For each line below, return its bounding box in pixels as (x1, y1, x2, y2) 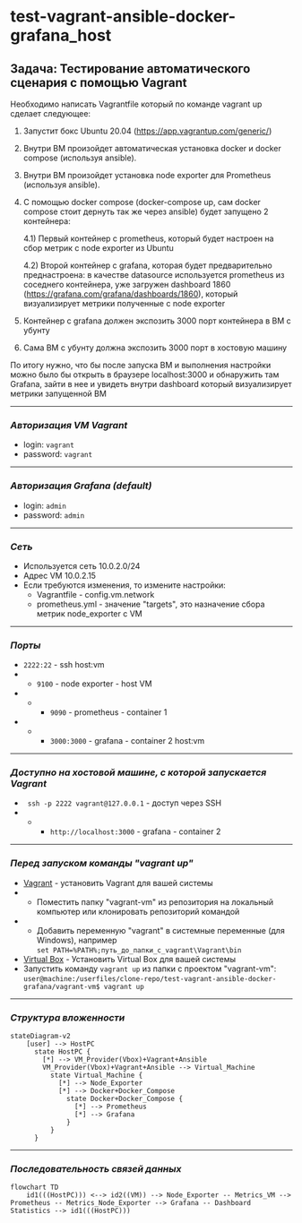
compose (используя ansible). (22, 152, 137, 163)
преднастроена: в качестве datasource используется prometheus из (22, 270, 285, 280)
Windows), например (36, 934, 117, 945)
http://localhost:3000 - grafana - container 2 (49, 826, 221, 837)
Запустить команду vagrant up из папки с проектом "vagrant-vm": (22, 963, 277, 974)
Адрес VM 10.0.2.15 (22, 570, 97, 581)
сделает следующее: (10, 108, 91, 118)
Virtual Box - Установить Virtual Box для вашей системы (22, 953, 237, 964)
